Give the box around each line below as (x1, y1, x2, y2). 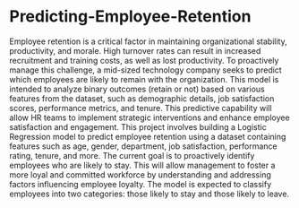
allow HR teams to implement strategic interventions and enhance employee (9, 112, 290, 123)
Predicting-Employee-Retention (9, 6, 252, 27)
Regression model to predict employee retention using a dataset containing (9, 131, 286, 142)
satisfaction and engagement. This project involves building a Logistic (9, 121, 267, 132)
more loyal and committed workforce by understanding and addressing (9, 169, 271, 180)
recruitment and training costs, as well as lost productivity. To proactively (9, 55, 279, 65)
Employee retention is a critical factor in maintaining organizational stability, (9, 36, 288, 47)
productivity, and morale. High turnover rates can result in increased (9, 45, 261, 56)
